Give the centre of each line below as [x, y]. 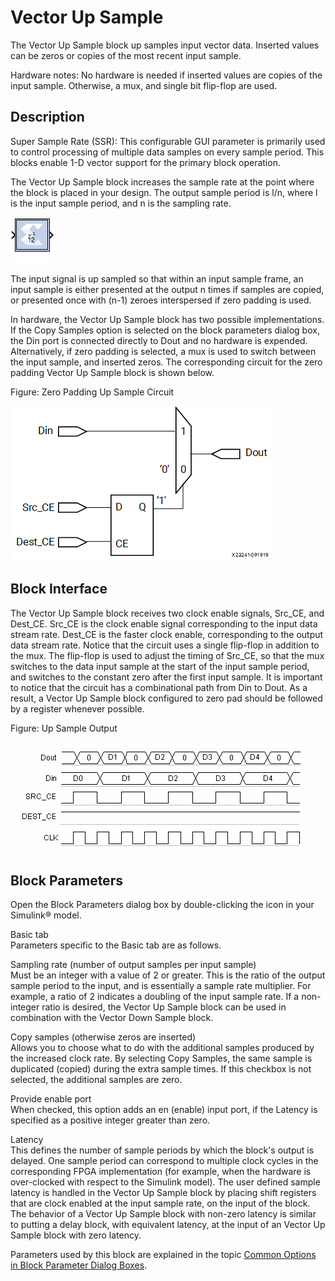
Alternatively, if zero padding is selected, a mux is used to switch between [163, 351]
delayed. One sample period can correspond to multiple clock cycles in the [164, 1161]
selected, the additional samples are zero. [96, 1080]
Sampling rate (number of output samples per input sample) [133, 965]
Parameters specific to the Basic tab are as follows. [116, 945]
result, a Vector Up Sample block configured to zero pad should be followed [166, 698]
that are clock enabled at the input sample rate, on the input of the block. [160, 1203]
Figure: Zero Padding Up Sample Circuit [92, 392]
